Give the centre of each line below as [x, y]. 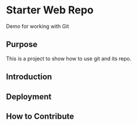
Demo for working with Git [38, 26]
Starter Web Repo [50, 10]
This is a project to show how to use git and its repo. [69, 58]
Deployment [29, 97]
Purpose [22, 44]
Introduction [29, 77]
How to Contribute [40, 116]
